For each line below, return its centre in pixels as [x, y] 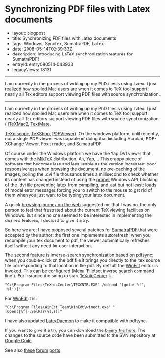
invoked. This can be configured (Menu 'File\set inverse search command [80, 271]
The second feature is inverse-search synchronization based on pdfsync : [79, 255]
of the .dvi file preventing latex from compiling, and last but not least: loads [81, 185]
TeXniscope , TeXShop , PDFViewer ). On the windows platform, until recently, [82, 133]
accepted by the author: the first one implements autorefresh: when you [78, 235]
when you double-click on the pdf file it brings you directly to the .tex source [82, 260]
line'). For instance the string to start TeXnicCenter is [58, 275]
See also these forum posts [33, 350]
